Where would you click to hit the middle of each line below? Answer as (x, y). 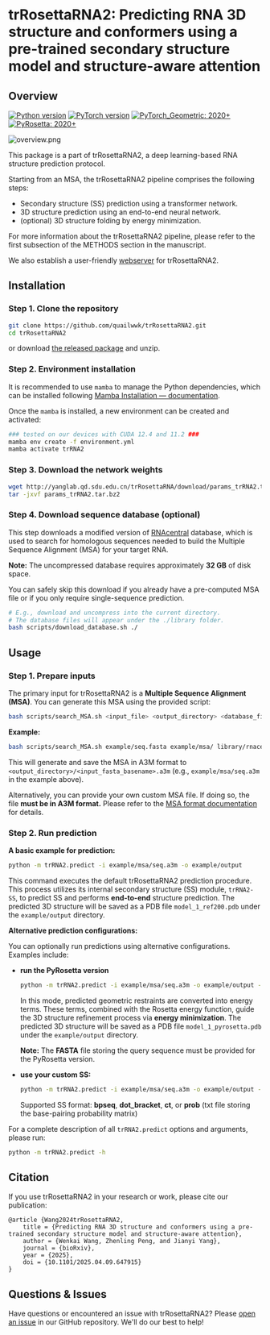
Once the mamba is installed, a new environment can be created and (119, 411)
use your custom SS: (55, 1075)
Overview (33, 96)
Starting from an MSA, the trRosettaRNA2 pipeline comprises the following (131, 179)
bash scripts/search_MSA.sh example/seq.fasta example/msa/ (111, 747)
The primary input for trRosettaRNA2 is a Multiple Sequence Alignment (127, 693)
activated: (25, 419)
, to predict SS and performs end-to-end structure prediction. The (125, 897)
